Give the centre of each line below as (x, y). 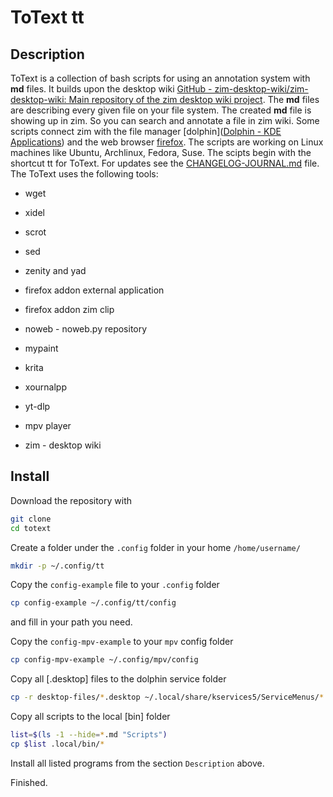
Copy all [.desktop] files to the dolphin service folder (118, 679)
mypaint (41, 348)
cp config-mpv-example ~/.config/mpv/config (104, 660)
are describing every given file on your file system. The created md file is (161, 110)
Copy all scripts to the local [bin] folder (90, 717)
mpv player (48, 425)
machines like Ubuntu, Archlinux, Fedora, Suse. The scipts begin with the (161, 152)
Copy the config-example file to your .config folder (115, 585)
